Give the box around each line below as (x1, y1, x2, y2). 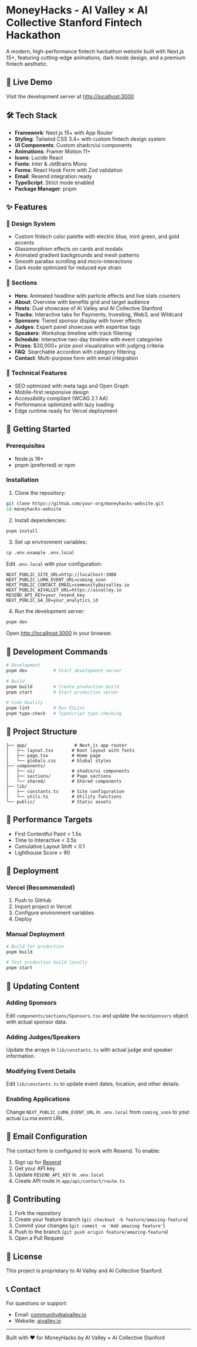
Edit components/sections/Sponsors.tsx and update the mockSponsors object (6, 1012, 189, 1019)
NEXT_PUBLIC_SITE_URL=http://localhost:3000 (6, 572, 117, 578)
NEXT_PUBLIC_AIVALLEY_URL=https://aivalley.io (6, 587, 122, 593)
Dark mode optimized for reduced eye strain (14, 264, 122, 271)
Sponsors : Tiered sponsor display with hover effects (14, 317, 142, 324)
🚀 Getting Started (6, 424, 71, 434)
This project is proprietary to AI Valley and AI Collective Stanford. (6, 1267, 163, 1274)
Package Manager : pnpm (14, 185, 77, 192)
